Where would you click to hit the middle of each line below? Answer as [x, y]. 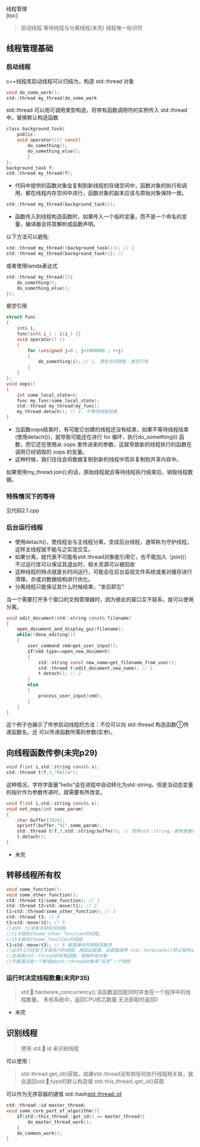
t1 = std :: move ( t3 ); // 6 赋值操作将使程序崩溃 [59, 945]
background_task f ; [30, 168]
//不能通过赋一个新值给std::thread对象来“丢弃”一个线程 [68, 962]
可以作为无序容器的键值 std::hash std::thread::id [64, 1094]
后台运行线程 [25, 528]
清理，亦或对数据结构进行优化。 [54, 579]
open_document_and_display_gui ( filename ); [70, 629]
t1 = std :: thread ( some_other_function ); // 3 [61, 912]
